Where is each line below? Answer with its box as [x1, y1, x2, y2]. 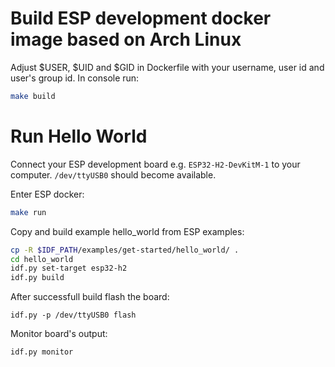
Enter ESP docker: [10, 188, 85, 200]
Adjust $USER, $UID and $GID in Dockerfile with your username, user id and [10, 61, 325, 73]
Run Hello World [10, 125, 148, 147]
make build [10, 91, 56, 101]
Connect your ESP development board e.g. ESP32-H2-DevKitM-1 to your [10, 158, 301, 170]
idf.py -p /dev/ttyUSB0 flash [10, 310, 137, 321]
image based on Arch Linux [10, 28, 242, 51]
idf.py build [10, 273, 65, 283]
